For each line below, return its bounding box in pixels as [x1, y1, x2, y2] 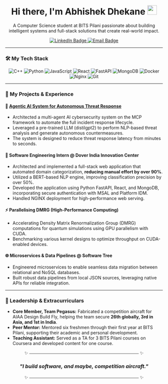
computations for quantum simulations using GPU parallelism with [12, 225, 148, 231]
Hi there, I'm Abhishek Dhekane [11, 6, 146, 17]
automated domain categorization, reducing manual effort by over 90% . [12, 168, 163, 174]
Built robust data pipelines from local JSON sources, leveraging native [12, 274, 157, 280]
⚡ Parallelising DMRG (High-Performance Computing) [5, 207, 119, 213]
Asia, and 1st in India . [12, 319, 57, 325]
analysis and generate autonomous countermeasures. [12, 130, 124, 136]
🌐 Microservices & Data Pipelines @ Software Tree [5, 252, 112, 258]
